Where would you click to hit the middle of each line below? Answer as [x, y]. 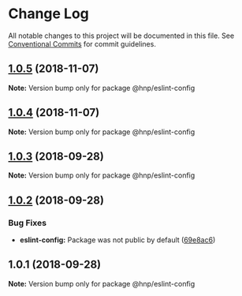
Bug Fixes [28, 223]
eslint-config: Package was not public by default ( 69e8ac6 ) [117, 240]
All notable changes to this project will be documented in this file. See [121, 36]
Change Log [48, 14]
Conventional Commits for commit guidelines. [82, 43]
